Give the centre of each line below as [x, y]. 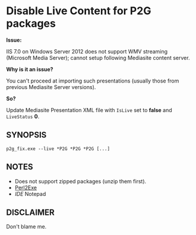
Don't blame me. [26, 227]
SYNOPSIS [26, 135]
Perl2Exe [26, 188]
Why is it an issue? [30, 69]
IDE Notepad [30, 193]
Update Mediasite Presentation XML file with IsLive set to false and [89, 110]
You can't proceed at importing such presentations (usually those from [93, 81]
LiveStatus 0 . [23, 116]
